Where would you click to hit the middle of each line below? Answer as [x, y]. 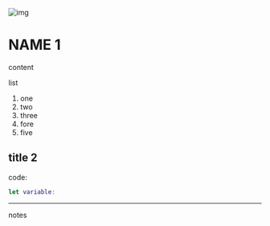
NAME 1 [35, 45]
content [21, 67]
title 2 [23, 158]
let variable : [32, 192]
